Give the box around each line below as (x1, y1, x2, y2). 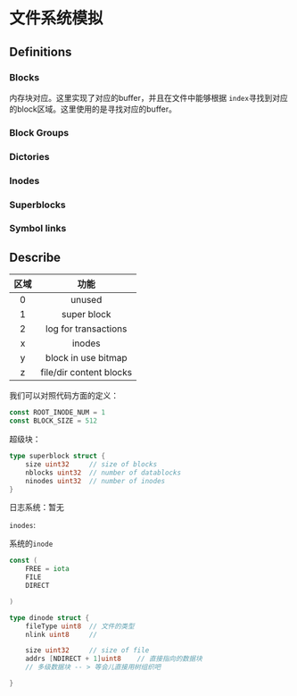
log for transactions (45, 323, 128, 335)
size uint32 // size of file (25, 646, 150, 655)
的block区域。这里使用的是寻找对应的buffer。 (9, 104, 177, 114)
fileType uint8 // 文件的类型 (25, 622, 136, 631)
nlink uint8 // (25, 630, 98, 639)
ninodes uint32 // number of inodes (25, 476, 166, 485)
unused (70, 294, 103, 306)
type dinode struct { (9, 613, 90, 622)
